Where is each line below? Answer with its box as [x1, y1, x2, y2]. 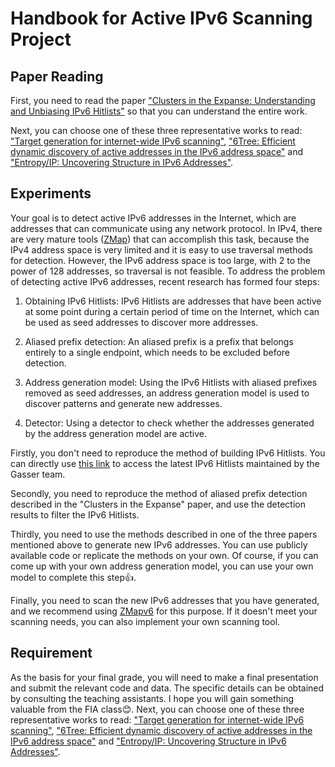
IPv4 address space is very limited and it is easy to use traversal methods [10, 243, 313, 256]
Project [10, 28, 72, 51]
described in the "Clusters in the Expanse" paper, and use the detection [10, 498, 307, 510]
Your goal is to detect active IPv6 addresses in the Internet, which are [10, 212, 297, 224]
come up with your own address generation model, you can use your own [10, 560, 314, 572]
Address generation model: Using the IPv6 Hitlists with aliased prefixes [24, 376, 318, 388]
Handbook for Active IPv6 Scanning [10, 7, 313, 30]
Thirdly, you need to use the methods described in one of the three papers [10, 528, 318, 540]
